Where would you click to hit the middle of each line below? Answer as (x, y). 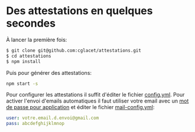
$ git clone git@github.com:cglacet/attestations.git (74, 50)
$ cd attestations (29, 56)
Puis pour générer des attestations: (49, 72)
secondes (31, 23)
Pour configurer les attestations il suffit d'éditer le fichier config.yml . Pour (95, 95)
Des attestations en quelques (79, 11)
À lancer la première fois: (37, 39)
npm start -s (22, 84)
